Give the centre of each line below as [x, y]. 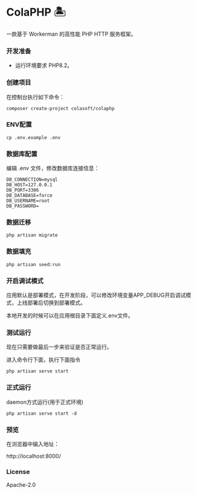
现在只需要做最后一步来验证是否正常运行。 [59, 347]
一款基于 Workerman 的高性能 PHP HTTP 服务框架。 [71, 34]
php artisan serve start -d [42, 413]
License [18, 472]
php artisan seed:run [34, 264]
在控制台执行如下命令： [35, 97]
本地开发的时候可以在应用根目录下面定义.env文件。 [70, 316]
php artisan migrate [32, 235]
